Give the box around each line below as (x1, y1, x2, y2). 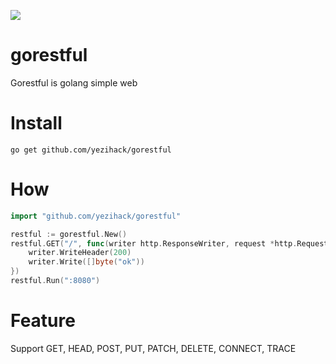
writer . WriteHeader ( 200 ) (28, 248, 132, 258)
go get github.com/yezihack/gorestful (10, 145, 172, 155)
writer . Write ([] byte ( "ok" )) (28, 257, 145, 267)
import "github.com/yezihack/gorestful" (10, 211, 182, 221)
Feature (10, 310, 76, 332)
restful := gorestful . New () (10, 229, 128, 239)
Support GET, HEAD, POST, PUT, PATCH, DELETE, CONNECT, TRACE (10, 342, 297, 354)
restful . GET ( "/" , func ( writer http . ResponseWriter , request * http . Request (10, 238, 329, 249)
